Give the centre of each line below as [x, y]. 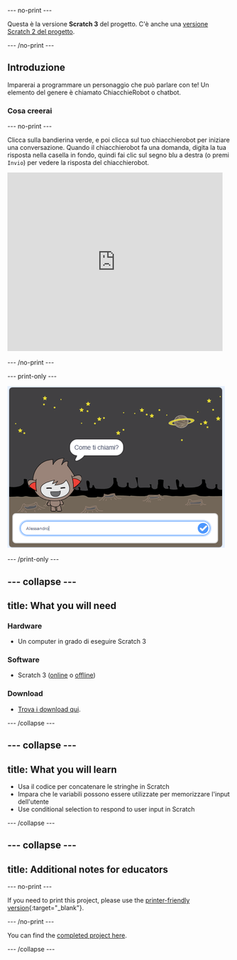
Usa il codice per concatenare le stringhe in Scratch [93, 786]
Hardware [25, 626]
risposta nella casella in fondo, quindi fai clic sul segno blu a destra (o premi [118, 155]
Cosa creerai [30, 111]
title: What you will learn [62, 769]
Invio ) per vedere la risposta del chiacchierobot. [78, 163]
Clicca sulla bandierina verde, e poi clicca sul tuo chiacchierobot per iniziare [119, 140]
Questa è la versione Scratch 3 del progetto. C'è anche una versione [108, 24]
